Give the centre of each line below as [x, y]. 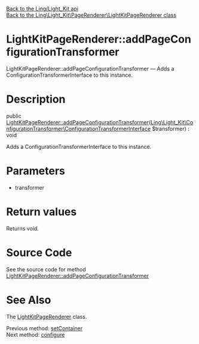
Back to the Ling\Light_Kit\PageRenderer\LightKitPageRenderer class [91, 15]
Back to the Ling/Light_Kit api [42, 9]
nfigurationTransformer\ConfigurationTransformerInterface [79, 128]
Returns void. [22, 228]
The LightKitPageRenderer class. [47, 316]
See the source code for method [46, 269]
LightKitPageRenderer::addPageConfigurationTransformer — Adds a [90, 68]
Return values [42, 212]
